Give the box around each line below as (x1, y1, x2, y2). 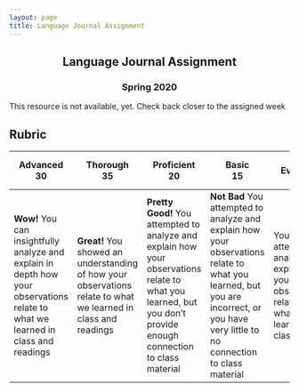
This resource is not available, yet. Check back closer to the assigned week (9, 101, 287, 112)
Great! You (77, 235, 123, 247)
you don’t (146, 308, 187, 319)
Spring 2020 (121, 81, 178, 93)
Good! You (146, 207, 192, 219)
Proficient (152, 159, 196, 171)
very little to (210, 324, 260, 336)
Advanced (19, 159, 64, 171)
